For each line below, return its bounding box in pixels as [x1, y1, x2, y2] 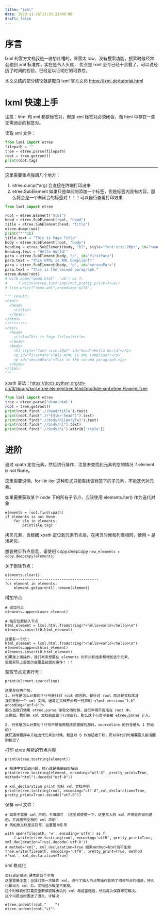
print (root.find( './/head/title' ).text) [5, 409, 88, 414]
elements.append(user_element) [5, 609, 68, 615]
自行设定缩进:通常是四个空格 [5, 873, 54, 878]
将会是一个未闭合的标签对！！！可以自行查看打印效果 [16, 194, 123, 200]
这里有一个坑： [5, 637, 31, 642]
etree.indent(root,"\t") [5, 907, 55, 912]
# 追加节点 [5, 605, 24, 610]
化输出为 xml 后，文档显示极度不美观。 [5, 883, 74, 888]
